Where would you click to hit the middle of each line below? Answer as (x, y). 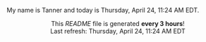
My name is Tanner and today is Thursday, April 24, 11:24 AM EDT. (103, 10)
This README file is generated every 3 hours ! (118, 23)
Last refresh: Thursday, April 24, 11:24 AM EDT (118, 31)
